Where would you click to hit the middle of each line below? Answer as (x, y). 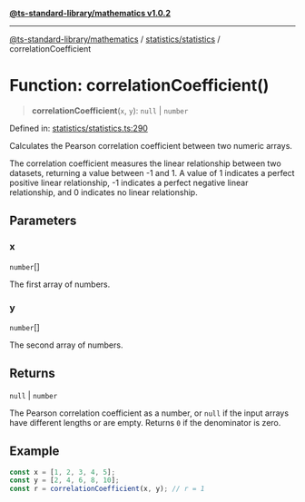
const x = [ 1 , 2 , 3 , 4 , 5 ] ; (63, 472)
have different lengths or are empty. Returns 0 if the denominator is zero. (145, 422)
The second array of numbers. (66, 345)
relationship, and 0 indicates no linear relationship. (103, 192)
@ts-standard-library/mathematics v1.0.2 (90, 13)
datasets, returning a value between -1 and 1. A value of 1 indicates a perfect (152, 172)
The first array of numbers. (60, 284)
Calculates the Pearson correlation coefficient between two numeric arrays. (151, 145)
